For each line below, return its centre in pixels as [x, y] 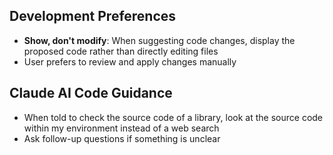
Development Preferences [93, 16]
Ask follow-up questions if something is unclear [122, 138]
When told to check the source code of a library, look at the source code [173, 117]
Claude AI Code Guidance [91, 93]
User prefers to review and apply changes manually [130, 61]
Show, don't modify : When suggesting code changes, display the [159, 40]
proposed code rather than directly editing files [121, 51]
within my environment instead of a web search [121, 128]
